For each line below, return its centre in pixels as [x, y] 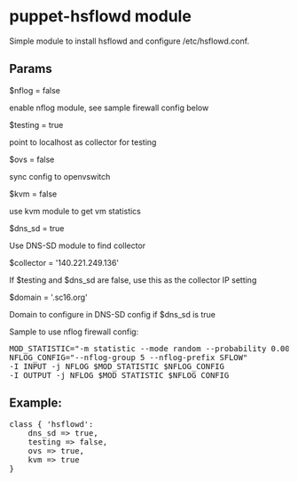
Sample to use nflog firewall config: [74, 332]
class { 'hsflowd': [51, 424]
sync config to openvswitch [60, 176]
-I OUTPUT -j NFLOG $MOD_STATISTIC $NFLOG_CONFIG [119, 375]
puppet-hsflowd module [101, 16]
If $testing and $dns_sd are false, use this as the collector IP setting [133, 280]
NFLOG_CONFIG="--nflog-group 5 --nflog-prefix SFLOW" [129, 357]
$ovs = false [32, 159]
